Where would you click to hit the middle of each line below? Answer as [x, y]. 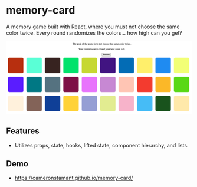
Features [23, 131]
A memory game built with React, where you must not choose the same [93, 27]
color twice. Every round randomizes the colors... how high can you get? [94, 32]
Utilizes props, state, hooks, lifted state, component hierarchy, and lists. [101, 145]
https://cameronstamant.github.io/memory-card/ [74, 178]
